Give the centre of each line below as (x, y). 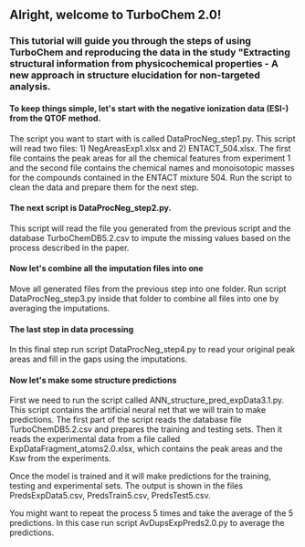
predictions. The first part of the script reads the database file (126, 420)
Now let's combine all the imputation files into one (106, 268)
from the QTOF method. (55, 118)
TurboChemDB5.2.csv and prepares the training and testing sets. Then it (146, 429)
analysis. (30, 87)
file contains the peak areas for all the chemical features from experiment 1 (150, 158)
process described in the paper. (69, 247)
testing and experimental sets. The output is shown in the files (126, 486)
